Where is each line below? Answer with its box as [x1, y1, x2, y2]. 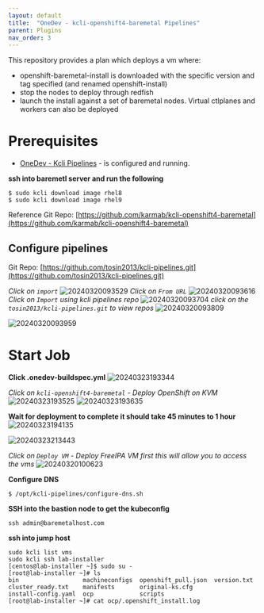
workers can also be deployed [19, 105, 119, 114]
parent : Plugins [8, 26, 62, 34]
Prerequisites [8, 132, 99, 151]
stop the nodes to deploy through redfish [19, 88, 155, 98]
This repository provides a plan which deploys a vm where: [8, 56, 201, 65]
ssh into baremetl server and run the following [8, 174, 164, 183]
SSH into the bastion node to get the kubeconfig [8, 504, 170, 513]
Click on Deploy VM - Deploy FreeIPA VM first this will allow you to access [8, 450, 247, 460]
